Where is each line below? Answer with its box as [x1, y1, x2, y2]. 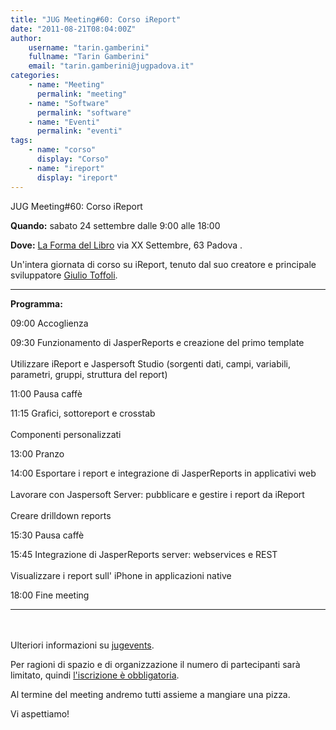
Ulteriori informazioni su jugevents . [10, 639, 155, 651]
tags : [10, 136, 33, 146]
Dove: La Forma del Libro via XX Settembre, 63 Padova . [10, 239, 243, 251]
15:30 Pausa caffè [10, 529, 85, 541]
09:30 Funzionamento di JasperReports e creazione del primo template [10, 336, 305, 348]
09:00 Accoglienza [10, 317, 89, 329]
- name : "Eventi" [28, 117, 101, 127]
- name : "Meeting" [28, 80, 105, 90]
